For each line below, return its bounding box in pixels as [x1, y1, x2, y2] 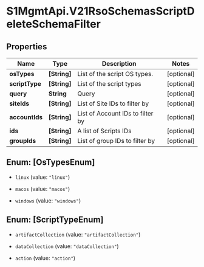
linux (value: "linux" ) [15, 173, 70, 181]
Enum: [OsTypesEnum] [6, 157, 95, 168]
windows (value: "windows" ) [15, 196, 81, 204]
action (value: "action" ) [15, 254, 76, 262]
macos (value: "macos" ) [15, 185, 70, 192]
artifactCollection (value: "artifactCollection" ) [15, 231, 141, 238]
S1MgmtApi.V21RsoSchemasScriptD [6, 4, 195, 18]
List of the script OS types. [77, 70, 154, 78]
